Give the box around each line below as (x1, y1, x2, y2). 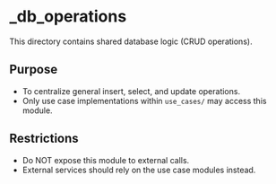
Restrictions (9, 131, 79, 146)
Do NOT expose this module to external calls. (22, 154, 190, 165)
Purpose (9, 62, 58, 77)
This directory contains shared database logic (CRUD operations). (9, 36, 253, 47)
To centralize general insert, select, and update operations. (22, 85, 240, 96)
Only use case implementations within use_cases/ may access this (22, 95, 267, 106)
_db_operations (9, 6, 127, 27)
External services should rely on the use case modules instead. (22, 164, 256, 175)
